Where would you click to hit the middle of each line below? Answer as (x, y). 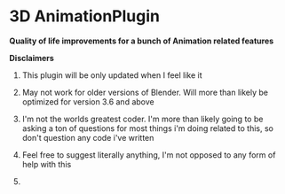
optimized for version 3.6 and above (88, 101)
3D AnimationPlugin (84, 16)
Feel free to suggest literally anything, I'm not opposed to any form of (149, 155)
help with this (47, 164)
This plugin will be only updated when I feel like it (112, 75)
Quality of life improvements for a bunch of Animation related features (142, 41)
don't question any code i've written (88, 137)
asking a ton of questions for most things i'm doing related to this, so (147, 128)
